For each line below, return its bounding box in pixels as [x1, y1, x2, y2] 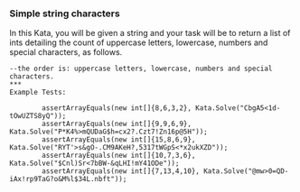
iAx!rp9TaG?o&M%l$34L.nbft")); [9, 175, 127, 184]
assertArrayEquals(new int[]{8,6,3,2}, [42, 104, 192, 113]
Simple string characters [9, 7, 120, 20]
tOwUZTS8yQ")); [9, 112, 67, 121]
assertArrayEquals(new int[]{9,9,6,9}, [42, 120, 192, 129]
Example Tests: [9, 88, 67, 97]
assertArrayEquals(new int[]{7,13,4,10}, [42, 167, 201, 176]
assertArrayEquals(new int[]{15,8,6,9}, [42, 135, 196, 144]
